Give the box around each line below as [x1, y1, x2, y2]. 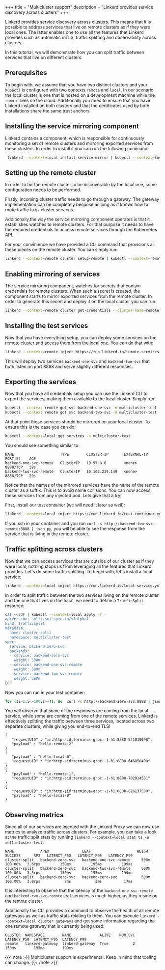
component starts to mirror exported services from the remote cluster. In [5, 293, 152, 299]
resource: [5, 603, 25, 609]
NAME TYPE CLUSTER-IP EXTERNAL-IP [5, 452, 148, 457]
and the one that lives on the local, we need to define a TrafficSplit [5, 597, 144, 603]
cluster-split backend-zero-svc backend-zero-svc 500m [5, 875, 151, 880]
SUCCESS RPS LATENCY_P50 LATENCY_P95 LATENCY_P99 [5, 853, 133, 859]
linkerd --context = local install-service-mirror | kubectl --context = [7, 155, 155, 160]
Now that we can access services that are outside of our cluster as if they [5, 558, 154, 564]
